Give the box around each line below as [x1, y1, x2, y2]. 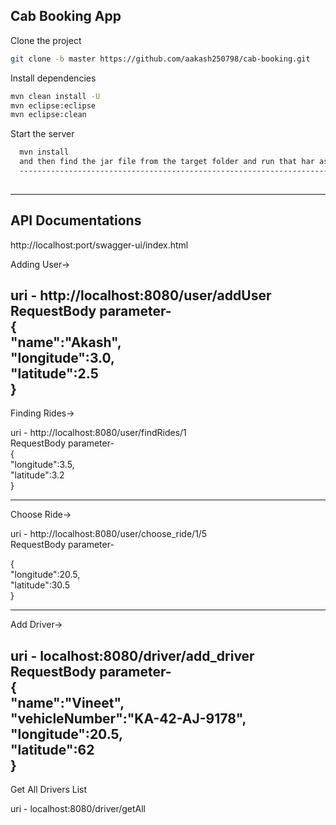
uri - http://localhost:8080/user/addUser [10, 287, 272, 304]
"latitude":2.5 [10, 365, 99, 383]
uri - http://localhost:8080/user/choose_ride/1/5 [10, 528, 208, 540]
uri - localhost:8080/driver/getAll [10, 803, 147, 815]
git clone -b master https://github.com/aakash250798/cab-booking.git [10, 54, 311, 64]
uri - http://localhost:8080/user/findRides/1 [10, 427, 187, 439]
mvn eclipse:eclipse [10, 100, 97, 111]
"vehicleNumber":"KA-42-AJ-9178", [10, 710, 247, 727]
